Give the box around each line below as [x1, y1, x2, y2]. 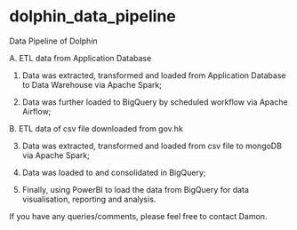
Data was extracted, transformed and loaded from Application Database [21, 69, 286, 81]
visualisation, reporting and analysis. [21, 194, 157, 204]
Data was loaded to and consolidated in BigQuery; [21, 167, 206, 178]
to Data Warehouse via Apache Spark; [21, 79, 163, 90]
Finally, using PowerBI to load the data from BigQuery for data [21, 184, 249, 194]
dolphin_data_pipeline [9, 6, 176, 27]
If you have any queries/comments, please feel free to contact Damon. [9, 210, 268, 221]
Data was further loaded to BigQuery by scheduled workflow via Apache [21, 96, 288, 107]
